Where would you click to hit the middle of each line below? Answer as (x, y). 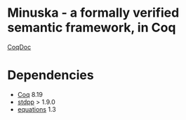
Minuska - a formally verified (93, 13)
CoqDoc (19, 47)
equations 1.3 (36, 109)
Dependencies (51, 75)
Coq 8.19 (30, 94)
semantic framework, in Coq (92, 28)
